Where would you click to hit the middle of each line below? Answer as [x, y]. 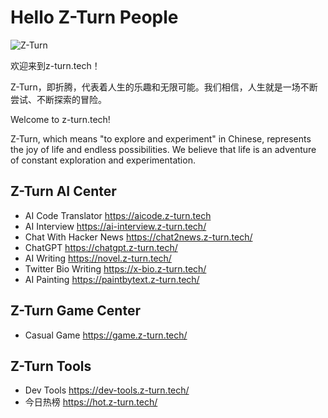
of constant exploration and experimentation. [103, 160]
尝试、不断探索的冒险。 [58, 99]
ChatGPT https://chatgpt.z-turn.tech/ [101, 247]
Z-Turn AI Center [63, 191]
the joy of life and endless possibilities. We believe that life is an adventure [163, 149]
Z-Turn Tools [51, 366]
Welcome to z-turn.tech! [60, 119]
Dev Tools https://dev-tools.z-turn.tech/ [107, 390]
